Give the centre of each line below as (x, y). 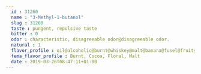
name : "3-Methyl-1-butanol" (47, 17)
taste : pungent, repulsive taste (54, 28)
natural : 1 (26, 45)
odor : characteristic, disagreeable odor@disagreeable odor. (90, 39)
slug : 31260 (27, 23)
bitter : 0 (25, 34)
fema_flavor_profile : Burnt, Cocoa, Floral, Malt (76, 56)
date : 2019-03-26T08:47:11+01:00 (54, 61)
